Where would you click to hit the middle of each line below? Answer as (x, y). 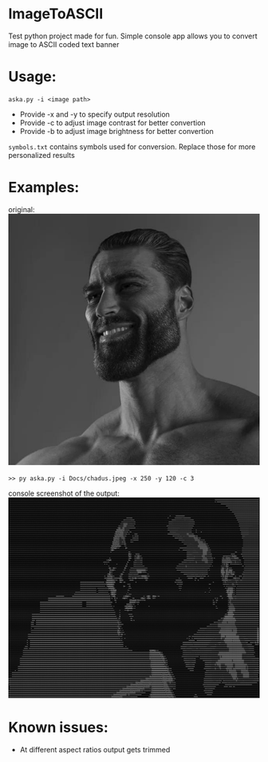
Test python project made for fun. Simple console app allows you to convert (133, 36)
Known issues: (59, 728)
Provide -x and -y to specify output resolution (95, 114)
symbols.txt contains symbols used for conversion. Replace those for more (132, 146)
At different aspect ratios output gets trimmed (95, 749)
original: (22, 209)
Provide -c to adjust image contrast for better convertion (112, 122)
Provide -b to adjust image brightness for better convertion (116, 131)
